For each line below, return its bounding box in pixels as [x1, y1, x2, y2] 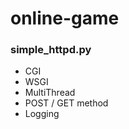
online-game [10, 7, 120, 30]
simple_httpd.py [10, 43, 92, 57]
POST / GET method [24, 97, 109, 109]
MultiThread [24, 87, 76, 99]
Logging [24, 108, 60, 120]
